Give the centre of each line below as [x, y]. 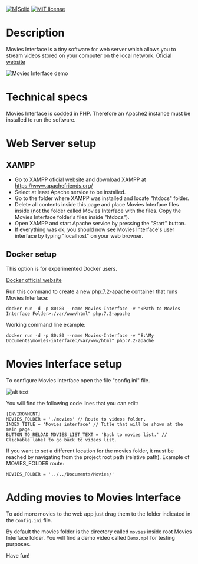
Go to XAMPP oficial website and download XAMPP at [80, 179]
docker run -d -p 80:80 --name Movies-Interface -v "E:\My [80, 335]
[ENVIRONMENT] [24, 414]
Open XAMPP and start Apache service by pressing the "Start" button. [100, 223]
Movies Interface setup [64, 364]
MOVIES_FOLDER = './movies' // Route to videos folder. [76, 419]
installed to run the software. [41, 119]
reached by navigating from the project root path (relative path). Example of [98, 457]
